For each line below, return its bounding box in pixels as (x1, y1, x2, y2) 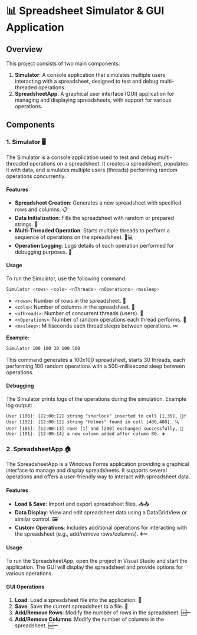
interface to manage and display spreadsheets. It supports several (6, 467, 167, 474)
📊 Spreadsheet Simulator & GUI (6, 4, 165, 18)
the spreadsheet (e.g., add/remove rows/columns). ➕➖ (14, 530, 148, 537)
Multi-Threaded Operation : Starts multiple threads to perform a (14, 226, 170, 234)
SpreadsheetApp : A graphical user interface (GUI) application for (14, 90, 175, 97)
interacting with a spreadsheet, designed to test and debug (14, 77, 159, 85)
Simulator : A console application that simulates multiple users (14, 72, 166, 78)
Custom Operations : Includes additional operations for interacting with (14, 524, 188, 531)
